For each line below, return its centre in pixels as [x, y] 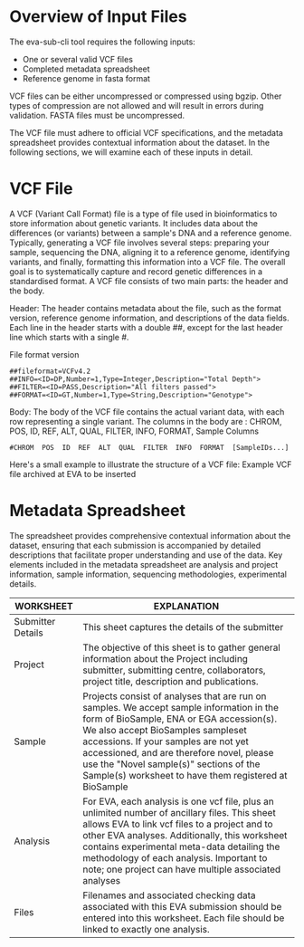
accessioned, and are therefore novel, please [178, 752]
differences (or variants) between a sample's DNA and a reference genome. [151, 233]
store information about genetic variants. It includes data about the [133, 223]
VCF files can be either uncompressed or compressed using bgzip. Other [146, 96]
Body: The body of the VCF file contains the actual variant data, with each [147, 411]
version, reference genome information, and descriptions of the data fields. [149, 318]
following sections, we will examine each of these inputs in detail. [131, 152]
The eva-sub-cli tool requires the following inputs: [103, 42]
